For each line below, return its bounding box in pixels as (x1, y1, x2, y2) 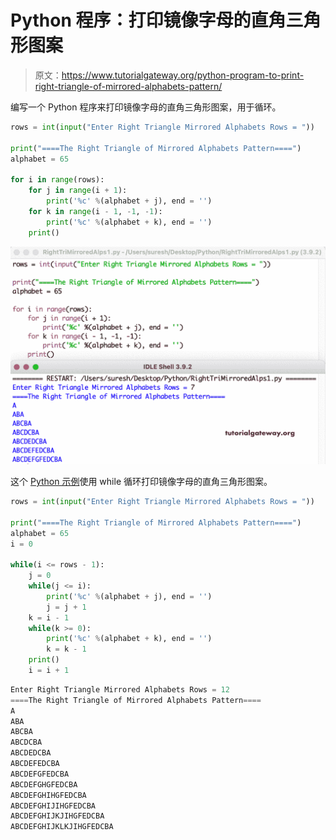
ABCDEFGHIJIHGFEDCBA (10, 801, 97, 811)
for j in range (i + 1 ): (28, 186, 128, 196)
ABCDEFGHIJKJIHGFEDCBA (10, 811, 105, 821)
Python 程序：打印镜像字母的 (10, 9, 252, 32)
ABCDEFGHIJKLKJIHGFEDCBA (10, 822, 114, 832)
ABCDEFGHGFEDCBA (10, 779, 78, 790)
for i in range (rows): (10, 175, 105, 185)
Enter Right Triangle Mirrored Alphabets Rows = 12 (10, 684, 230, 695)
